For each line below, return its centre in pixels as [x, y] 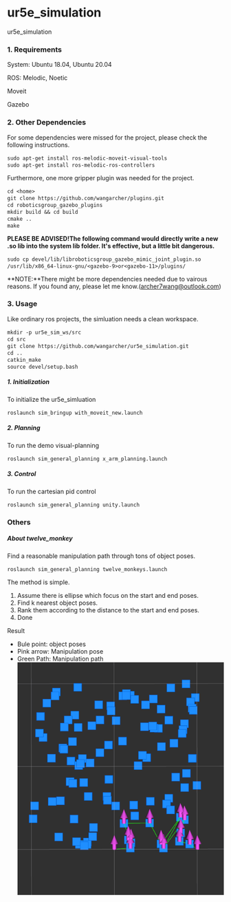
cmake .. [20, 219]
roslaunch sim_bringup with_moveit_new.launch [75, 413]
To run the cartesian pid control [52, 491]
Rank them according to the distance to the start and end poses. [108, 610]
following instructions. [38, 144]
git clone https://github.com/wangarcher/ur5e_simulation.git [98, 346]
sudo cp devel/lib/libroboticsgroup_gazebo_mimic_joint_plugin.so [104, 259]
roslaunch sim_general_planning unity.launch [73, 505]
